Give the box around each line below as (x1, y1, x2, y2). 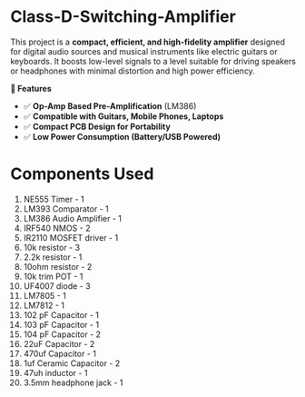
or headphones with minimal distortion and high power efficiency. (10, 65, 255, 76)
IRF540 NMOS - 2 (23, 223, 91, 233)
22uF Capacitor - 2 (23, 338, 95, 349)
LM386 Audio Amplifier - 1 (23, 213, 122, 223)
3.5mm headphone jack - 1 (23, 377, 123, 388)
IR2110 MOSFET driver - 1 (23, 232, 119, 243)
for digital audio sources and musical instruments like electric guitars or (10, 45, 278, 56)
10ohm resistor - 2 (23, 261, 93, 272)
